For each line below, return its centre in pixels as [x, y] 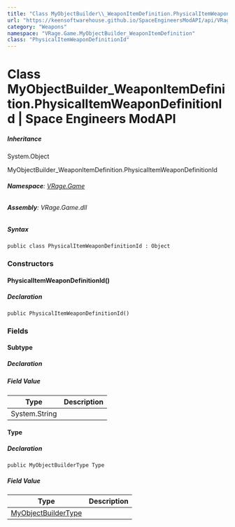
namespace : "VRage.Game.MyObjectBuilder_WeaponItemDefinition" [101, 33]
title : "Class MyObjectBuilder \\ [56, 14]
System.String [34, 414]
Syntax [18, 230]
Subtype [20, 348]
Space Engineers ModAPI [101, 119]
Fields [18, 331]
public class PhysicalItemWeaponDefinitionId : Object [89, 246]
